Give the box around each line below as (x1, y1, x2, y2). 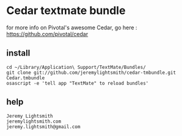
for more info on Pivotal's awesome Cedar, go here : (6, 24, 137, 31)
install (6, 48, 31, 59)
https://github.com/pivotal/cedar (6, 30, 89, 37)
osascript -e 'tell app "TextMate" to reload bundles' (6, 80, 149, 86)
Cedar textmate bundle (6, 4, 126, 18)
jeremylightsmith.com (6, 118, 62, 124)
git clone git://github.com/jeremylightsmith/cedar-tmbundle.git (6, 70, 176, 76)
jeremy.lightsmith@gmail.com (6, 123, 81, 130)
